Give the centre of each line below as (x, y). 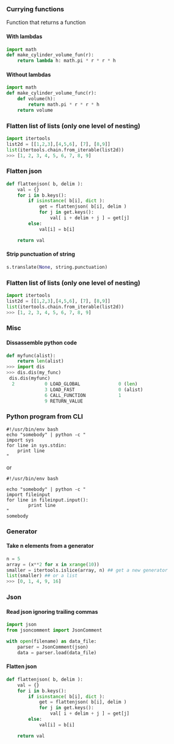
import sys (20, 440)
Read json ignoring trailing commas (52, 611)
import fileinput (28, 494)
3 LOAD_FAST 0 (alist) (94, 390)
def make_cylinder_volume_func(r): (52, 93)
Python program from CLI (45, 417)
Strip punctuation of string (41, 254)
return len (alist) (41, 361)
